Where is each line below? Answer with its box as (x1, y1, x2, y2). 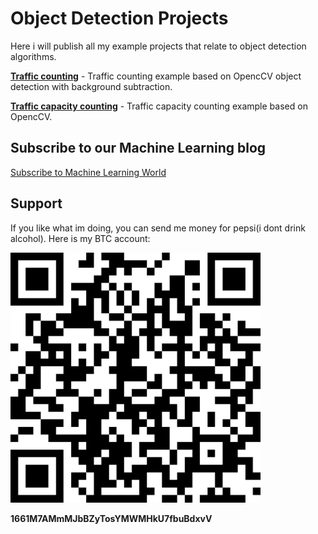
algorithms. (10, 50, 57, 62)
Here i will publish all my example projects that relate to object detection (10, 40, 307, 52)
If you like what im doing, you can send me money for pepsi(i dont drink (10, 222, 306, 234)
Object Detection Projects (10, 7, 229, 30)
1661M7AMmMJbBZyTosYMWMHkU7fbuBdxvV (10, 512, 213, 524)
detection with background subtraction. (10, 80, 173, 92)
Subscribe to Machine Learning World (10, 166, 167, 178)
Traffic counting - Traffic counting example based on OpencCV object (10, 70, 302, 82)
